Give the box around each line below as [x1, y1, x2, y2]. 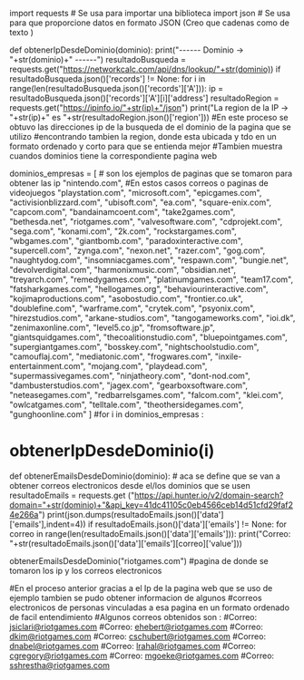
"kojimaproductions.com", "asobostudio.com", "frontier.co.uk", [9, 294, 243, 304]
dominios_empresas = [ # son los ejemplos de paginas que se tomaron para [9, 168, 293, 179]
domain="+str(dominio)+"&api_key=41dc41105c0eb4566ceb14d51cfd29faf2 [9, 499, 293, 510]
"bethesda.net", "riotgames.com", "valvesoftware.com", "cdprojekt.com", [9, 217, 283, 227]
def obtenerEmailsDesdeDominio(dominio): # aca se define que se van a [9, 471, 281, 481]
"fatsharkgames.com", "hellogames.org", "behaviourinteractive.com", [9, 284, 270, 294]
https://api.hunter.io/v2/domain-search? [134, 490, 284, 500]
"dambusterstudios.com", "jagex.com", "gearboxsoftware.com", [9, 380, 248, 391]
